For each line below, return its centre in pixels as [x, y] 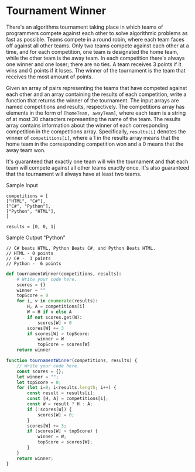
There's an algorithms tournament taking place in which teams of [85, 27]
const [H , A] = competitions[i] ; [68, 399]
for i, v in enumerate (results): [57, 301]
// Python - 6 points [34, 263]
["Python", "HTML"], [31, 211]
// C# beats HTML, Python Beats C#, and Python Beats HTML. [81, 248]
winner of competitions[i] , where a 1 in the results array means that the [93, 137]
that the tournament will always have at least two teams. [74, 174]
